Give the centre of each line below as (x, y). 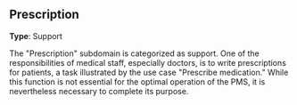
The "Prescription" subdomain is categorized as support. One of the (135, 53)
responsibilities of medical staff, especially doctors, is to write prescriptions (148, 62)
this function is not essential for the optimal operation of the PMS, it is (137, 81)
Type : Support (36, 36)
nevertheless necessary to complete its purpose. (99, 91)
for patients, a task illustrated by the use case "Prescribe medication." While (149, 72)
